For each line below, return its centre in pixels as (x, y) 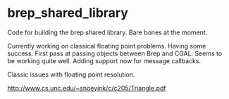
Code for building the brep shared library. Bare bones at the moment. (107, 32)
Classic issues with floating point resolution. (71, 74)
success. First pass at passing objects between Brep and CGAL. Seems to (115, 53)
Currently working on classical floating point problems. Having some (107, 46)
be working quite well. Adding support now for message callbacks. (104, 60)
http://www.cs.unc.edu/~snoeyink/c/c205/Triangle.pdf (87, 88)
